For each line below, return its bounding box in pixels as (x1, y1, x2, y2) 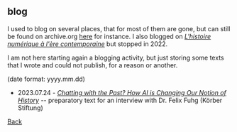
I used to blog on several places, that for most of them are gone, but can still (7, 24, 231, 33)
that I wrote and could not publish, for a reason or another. (7, 60, 178, 70)
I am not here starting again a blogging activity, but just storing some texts (7, 53, 225, 62)
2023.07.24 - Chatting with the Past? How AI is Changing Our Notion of (17, 88, 227, 97)
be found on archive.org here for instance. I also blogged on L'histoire (7, 32, 211, 40)
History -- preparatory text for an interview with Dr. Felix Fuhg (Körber (17, 96, 223, 104)
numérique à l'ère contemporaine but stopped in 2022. (7, 39, 168, 48)
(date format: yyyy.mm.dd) (7, 75, 85, 83)
